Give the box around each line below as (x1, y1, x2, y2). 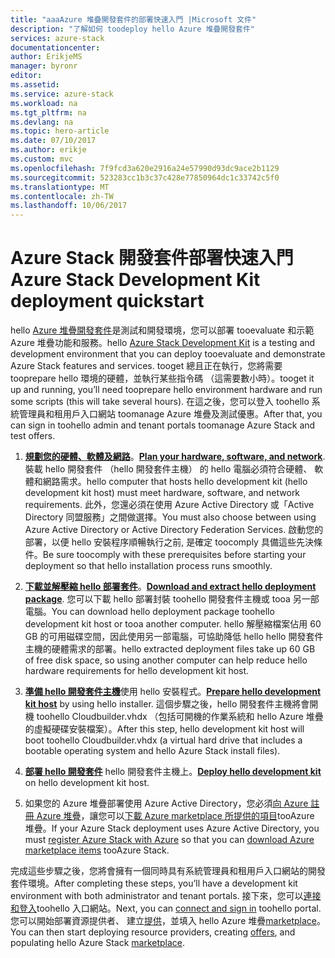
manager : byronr (10, 61, 78, 71)
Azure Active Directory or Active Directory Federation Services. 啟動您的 (24, 524, 324, 536)
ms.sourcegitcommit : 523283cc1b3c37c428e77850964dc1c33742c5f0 (10, 172, 280, 183)
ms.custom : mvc (10, 154, 74, 164)
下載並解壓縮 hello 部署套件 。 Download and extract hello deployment (24, 581, 317, 593)
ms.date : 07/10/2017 (10, 136, 97, 146)
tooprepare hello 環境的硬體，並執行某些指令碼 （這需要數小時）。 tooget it (10, 372, 315, 385)
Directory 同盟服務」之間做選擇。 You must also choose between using (24, 511, 317, 523)
